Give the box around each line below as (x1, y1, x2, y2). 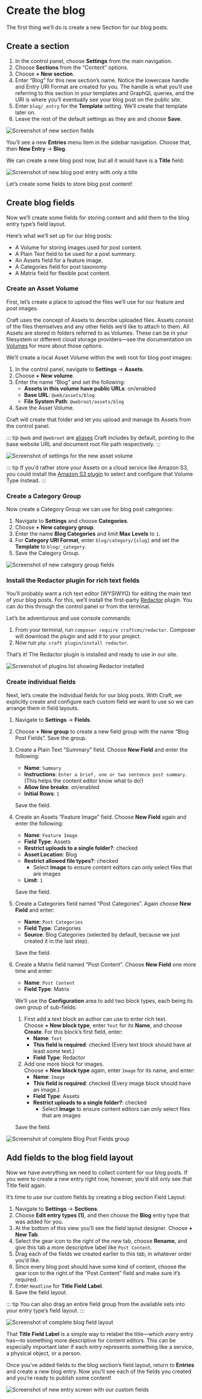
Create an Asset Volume (6, 284, 79, 293)
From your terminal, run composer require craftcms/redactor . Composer (14, 626, 196, 634)
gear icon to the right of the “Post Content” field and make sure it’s (14, 1269, 181, 1277)
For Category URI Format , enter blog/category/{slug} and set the (14, 537, 180, 544)
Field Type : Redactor (33, 1053, 86, 1061)
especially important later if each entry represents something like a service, (6, 1343, 194, 1350)
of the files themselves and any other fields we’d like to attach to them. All (6, 323, 190, 330)
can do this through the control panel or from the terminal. (6, 603, 151, 610)
